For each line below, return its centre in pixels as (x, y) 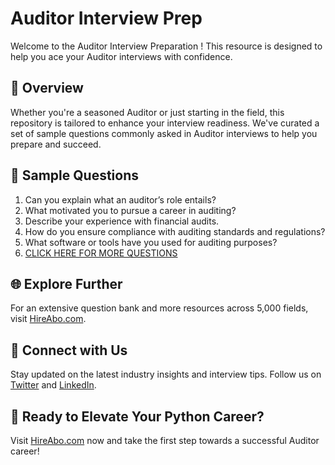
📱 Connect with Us (69, 350)
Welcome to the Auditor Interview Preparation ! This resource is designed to (166, 46)
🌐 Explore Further (66, 283)
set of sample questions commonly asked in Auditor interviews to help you (164, 133)
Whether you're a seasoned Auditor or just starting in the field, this (147, 112)
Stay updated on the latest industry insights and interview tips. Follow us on (166, 374)
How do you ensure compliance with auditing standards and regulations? (175, 231)
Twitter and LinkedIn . (53, 385)
